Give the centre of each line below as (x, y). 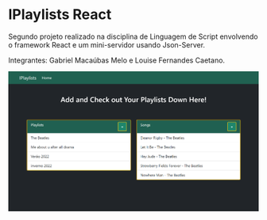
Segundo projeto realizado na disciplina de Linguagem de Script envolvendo (133, 36)
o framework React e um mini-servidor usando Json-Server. (106, 44)
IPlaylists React (60, 15)
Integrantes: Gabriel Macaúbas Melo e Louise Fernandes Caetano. (116, 60)
